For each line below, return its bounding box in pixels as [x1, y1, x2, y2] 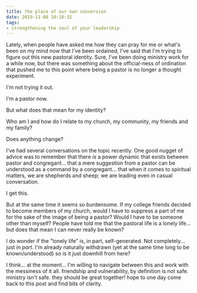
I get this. [6, 189, 29, 197]
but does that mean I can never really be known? [6, 226, 125, 233]
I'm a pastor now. [6, 95, 48, 102]
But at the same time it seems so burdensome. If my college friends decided [6, 201, 191, 208]
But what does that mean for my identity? [6, 106, 106, 114]
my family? [6, 124, 32, 131]
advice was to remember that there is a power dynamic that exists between [6, 154, 189, 161]
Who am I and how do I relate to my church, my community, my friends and [6, 118, 188, 125]
